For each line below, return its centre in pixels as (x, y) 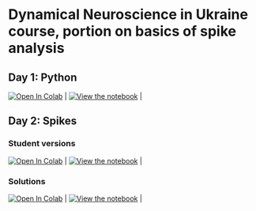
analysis (36, 48)
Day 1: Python (43, 77)
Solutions (27, 181)
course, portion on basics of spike (122, 31)
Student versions (42, 144)
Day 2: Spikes (43, 121)
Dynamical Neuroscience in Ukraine (128, 15)
